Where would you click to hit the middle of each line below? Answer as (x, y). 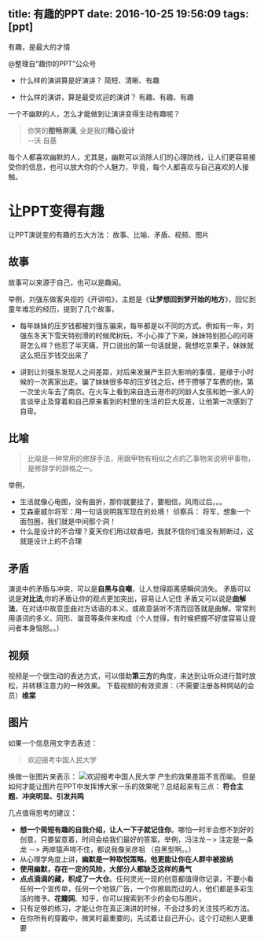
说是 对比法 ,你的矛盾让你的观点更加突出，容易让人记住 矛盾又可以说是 (120, 599)
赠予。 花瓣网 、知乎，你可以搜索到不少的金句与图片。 (119, 898)
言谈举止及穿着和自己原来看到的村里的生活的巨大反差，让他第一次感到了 (136, 401)
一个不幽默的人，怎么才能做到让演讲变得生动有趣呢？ (94, 113)
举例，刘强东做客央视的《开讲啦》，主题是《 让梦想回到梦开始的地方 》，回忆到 (132, 299)
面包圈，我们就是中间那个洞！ (68, 522)
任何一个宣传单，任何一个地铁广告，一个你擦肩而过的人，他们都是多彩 (133, 888)
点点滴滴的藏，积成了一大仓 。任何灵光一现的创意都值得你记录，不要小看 (136, 879)
